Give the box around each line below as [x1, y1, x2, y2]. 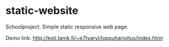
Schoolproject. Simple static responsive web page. [5, 23, 129, 30]
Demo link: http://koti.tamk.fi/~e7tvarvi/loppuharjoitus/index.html [5, 34, 163, 41]
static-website [5, 4, 79, 17]
